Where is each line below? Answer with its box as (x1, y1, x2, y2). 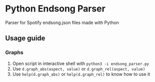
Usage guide (5, 34, 45, 42)
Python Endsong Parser (5, 3, 106, 14)
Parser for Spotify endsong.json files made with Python (5, 19, 119, 25)
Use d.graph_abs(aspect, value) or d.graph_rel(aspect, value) (12, 65, 145, 71)
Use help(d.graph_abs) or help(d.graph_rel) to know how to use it (12, 71, 150, 77)
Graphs (5, 49, 23, 56)
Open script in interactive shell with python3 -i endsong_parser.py (12, 60, 149, 66)
